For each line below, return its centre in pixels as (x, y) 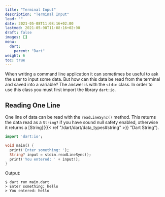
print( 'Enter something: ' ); (39, 150)
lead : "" (14, 19)
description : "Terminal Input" (37, 14)
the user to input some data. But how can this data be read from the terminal (82, 79)
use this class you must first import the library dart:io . (61, 90)
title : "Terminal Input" (31, 10)
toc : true (15, 60)
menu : (11, 42)
